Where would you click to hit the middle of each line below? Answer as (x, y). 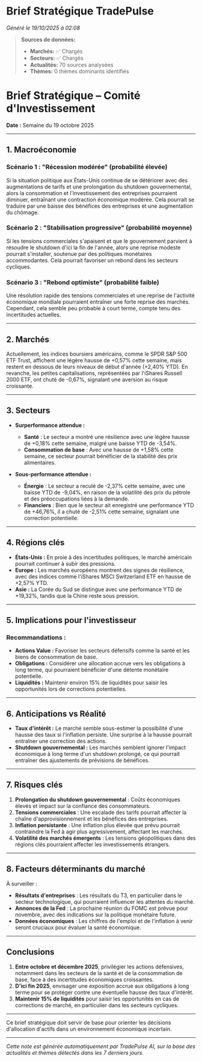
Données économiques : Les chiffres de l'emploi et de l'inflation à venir (104, 921)
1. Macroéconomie (41, 150)
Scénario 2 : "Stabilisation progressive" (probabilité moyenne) (99, 228)
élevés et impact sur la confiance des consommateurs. (83, 806)
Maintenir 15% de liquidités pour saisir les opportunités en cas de (97, 999)
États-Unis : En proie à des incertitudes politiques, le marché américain (103, 557)
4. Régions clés (35, 542)
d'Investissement (51, 108)
